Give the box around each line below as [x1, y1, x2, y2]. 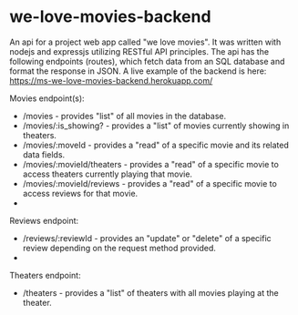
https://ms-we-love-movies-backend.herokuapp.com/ [9, 75, 213, 86]
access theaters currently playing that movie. [22, 168, 193, 179]
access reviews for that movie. [22, 188, 139, 198]
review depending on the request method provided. [22, 242, 216, 253]
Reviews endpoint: [9, 215, 79, 226]
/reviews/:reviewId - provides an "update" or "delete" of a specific [22, 232, 272, 243]
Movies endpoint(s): [9, 93, 85, 104]
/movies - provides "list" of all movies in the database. [22, 110, 227, 121]
